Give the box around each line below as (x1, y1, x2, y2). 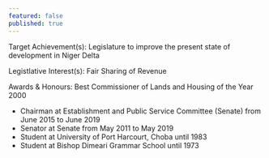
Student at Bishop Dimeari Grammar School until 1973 (19, 140, 200, 150)
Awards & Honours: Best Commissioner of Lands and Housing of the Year (8, 82, 254, 92)
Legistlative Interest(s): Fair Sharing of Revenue (8, 66, 168, 75)
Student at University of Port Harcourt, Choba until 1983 (19, 131, 207, 142)
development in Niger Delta (8, 50, 100, 60)
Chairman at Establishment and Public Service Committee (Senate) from (19, 106, 262, 116)
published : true (8, 19, 63, 28)
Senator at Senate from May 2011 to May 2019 (19, 123, 174, 133)
